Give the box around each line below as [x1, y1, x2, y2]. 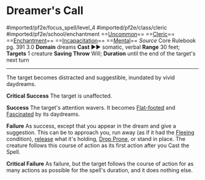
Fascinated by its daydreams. [6, 110, 81, 118]
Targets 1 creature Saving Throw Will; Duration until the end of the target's [6, 49, 196, 57]
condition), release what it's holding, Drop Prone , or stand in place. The [6, 135, 186, 142]
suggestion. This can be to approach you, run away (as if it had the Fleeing [6, 129, 195, 136]
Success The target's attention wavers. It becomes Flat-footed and [6, 104, 176, 111]
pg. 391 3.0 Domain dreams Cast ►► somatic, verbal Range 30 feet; [6, 43, 180, 51]
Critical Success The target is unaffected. [6, 92, 112, 99]
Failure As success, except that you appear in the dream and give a [6, 122, 176, 129]
